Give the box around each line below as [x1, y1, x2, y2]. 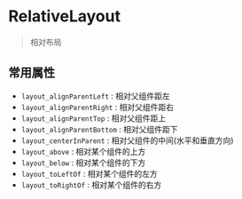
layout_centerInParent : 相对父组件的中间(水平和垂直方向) [20, 135, 234, 146]
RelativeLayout [8, 6, 121, 27]
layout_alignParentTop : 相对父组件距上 [20, 113, 167, 123]
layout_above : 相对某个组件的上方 [20, 146, 146, 156]
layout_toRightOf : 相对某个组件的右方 [20, 179, 162, 190]
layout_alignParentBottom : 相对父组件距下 [20, 123, 178, 134]
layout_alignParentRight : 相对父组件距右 [20, 101, 175, 112]
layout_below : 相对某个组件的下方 [20, 157, 146, 168]
